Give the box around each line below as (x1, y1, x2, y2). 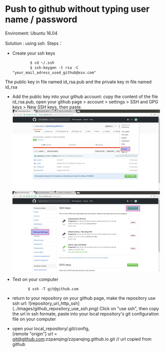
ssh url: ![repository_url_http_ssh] (12, 300, 80, 306)
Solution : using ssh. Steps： (5, 40, 63, 46)
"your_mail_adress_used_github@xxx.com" (12, 70, 96, 75)
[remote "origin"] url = (12, 331, 57, 337)
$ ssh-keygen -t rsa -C (30, 65, 79, 70)
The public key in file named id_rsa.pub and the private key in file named (5, 79, 152, 85)
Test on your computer (12, 277, 59, 283)
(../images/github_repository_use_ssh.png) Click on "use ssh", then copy (12, 306, 160, 312)
